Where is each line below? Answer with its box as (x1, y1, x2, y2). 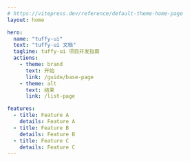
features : (7, 105, 36, 112)
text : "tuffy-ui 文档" (13, 42, 76, 49)
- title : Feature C (13, 137, 70, 144)
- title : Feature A (13, 111, 70, 119)
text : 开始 (25, 67, 55, 74)
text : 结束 (25, 87, 55, 94)
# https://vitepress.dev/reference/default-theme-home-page (7, 10, 184, 17)
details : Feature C (19, 144, 76, 151)
